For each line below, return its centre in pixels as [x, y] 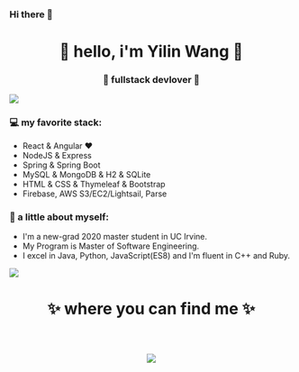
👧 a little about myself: [59, 217]
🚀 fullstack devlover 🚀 [151, 80]
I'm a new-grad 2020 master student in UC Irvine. [114, 236]
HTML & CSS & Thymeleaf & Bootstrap [94, 184]
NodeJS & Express [57, 155]
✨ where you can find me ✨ [151, 309]
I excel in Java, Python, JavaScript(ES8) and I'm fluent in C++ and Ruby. [156, 255]
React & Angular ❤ [57, 145]
